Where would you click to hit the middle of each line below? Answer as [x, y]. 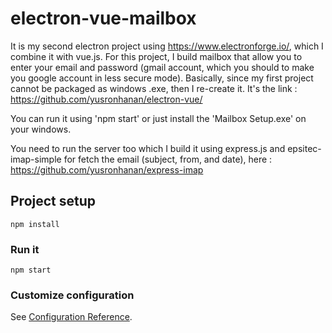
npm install [35, 224]
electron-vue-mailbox [103, 18]
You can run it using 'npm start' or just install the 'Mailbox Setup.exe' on [158, 118]
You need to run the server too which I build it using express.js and [148, 148]
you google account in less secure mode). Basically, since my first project [162, 78]
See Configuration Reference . [71, 317]
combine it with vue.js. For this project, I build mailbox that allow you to [156, 56]
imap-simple [36, 159]
